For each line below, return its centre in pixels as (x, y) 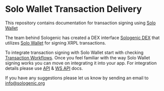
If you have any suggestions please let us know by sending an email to (77, 78)
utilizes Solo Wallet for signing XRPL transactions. (56, 43)
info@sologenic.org (25, 83)
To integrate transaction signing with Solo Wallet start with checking (74, 52)
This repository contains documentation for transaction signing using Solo (81, 23)
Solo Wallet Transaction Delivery (74, 9)
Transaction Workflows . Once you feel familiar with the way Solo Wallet (78, 57)
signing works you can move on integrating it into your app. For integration (81, 63)
